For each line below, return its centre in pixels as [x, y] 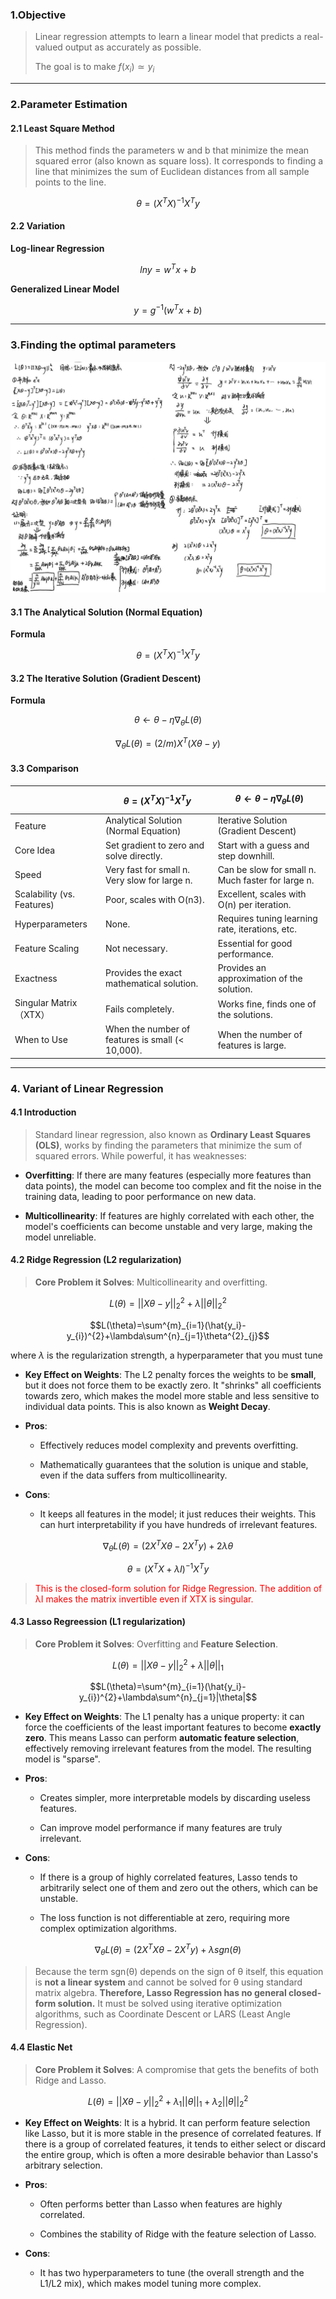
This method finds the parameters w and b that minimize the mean [172, 150]
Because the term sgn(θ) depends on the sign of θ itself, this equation [179, 1971]
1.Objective [38, 15]
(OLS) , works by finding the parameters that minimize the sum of [168, 1145]
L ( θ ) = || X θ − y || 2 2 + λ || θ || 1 [168, 1665]
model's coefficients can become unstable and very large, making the [168, 1226]
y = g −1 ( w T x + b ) [168, 309]
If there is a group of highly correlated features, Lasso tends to [168, 1877]
